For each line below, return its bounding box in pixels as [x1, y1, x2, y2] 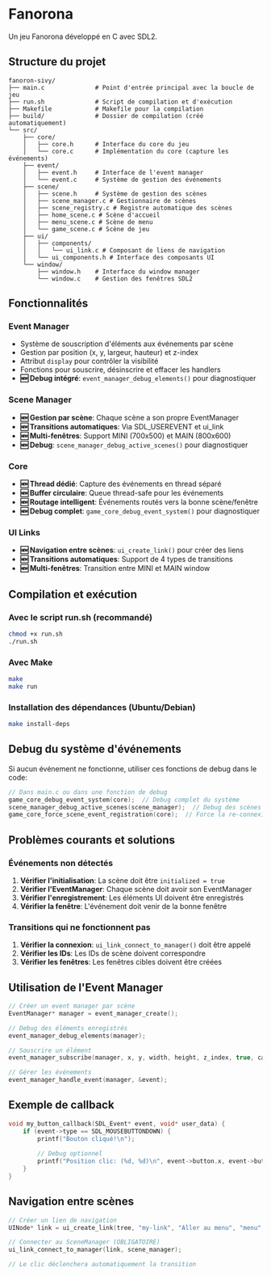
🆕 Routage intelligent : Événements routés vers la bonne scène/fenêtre [19, 497, 258, 507]
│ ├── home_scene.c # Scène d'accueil [23, 211, 161, 219]
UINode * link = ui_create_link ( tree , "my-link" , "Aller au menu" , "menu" [8, 1223, 262, 1232]
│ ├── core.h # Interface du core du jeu [23, 140, 190, 148]
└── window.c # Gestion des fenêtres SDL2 [37, 274, 194, 283]
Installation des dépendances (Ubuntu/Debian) [8, 701, 196, 712]
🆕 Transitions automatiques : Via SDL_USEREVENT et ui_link [19, 421, 224, 431]
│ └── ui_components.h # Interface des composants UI [23, 253, 215, 261]
